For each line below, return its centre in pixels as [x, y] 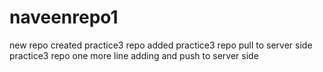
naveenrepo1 [64, 17]
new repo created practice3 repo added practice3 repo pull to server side [161, 45]
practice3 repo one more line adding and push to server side [134, 55]
